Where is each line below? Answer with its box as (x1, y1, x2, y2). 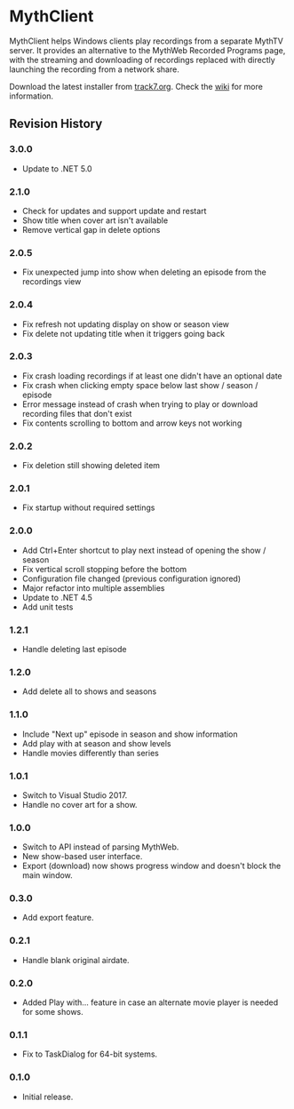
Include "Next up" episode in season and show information (21, 729, 238, 739)
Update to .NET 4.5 (21, 592, 93, 602)
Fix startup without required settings (21, 502, 155, 513)
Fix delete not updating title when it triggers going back (21, 328, 225, 339)
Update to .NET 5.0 (21, 163, 92, 174)
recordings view (21, 276, 82, 287)
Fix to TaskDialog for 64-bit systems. (21, 1049, 158, 1059)
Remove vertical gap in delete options (21, 224, 161, 235)
